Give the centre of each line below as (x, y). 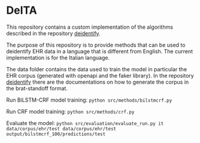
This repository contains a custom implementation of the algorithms (90, 27)
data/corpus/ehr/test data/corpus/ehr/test (61, 129)
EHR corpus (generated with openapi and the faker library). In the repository (100, 75)
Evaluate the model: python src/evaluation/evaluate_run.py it (85, 123)
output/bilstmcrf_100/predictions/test (56, 134)
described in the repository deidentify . (53, 33)
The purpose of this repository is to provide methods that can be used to (96, 45)
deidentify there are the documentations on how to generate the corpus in (98, 82)
